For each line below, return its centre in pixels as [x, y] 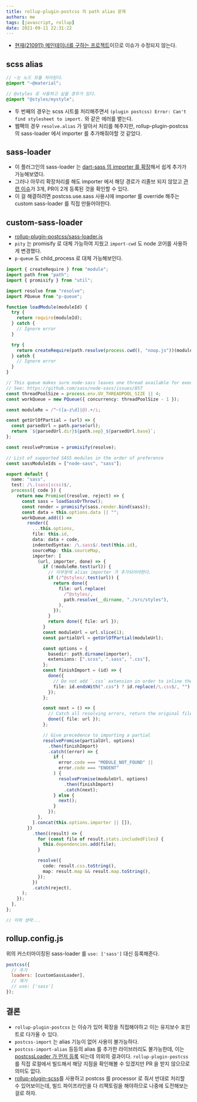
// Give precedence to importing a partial [97, 735]
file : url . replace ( [82, 589]
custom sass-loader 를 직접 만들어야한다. [63, 204]
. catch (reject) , [52, 888]
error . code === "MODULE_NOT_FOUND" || [106, 762]
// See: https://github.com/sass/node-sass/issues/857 [74, 388]
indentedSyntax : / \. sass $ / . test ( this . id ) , [85, 545]
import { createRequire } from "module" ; [57, 270]
